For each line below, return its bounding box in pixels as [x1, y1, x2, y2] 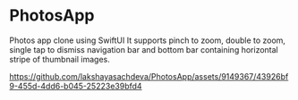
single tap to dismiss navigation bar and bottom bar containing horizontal [9, 44, 279, 54]
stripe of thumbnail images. [9, 54, 110, 64]
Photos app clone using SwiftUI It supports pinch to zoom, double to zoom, [9, 35, 286, 46]
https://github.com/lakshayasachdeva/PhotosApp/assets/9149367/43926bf [9, 71, 289, 81]
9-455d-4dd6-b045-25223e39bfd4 [9, 80, 142, 91]
